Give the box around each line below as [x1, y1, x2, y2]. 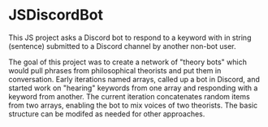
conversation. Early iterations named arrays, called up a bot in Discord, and [8, 74, 260, 84]
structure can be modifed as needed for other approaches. [8, 108, 205, 119]
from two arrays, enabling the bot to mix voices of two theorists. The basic [8, 100, 258, 110]
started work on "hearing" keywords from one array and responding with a [8, 83, 258, 93]
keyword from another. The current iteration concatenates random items [8, 91, 250, 101]
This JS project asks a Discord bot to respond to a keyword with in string [8, 33, 252, 42]
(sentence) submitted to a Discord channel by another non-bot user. [8, 41, 236, 50]
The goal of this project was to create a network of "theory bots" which [8, 57, 248, 67]
